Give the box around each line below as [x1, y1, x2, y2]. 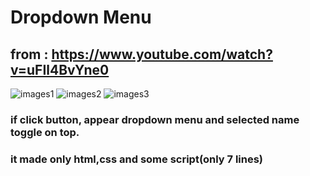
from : [10, 46, 49, 63]
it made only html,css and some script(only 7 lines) [10, 152, 264, 166]
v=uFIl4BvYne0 [10, 61, 110, 78]
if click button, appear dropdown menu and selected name [10, 112, 300, 126]
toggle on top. [10, 125, 80, 139]
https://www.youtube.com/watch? [51, 46, 273, 63]
